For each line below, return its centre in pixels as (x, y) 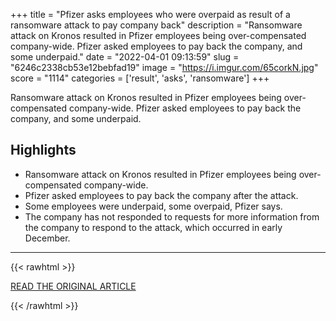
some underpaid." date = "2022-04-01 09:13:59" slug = (125, 57)
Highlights (43, 150)
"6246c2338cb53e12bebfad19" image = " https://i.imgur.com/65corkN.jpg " (164, 67)
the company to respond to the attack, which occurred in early (153, 227)
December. (47, 238)
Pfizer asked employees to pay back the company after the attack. (161, 195)
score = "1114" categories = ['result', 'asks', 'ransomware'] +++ (140, 78)
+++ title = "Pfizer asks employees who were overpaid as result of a (150, 14)
